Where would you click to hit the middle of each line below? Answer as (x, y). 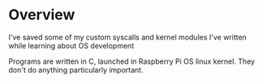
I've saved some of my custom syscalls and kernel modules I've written (128, 37)
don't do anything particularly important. (76, 69)
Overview (42, 15)
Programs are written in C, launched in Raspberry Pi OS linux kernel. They (132, 61)
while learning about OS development (71, 45)
